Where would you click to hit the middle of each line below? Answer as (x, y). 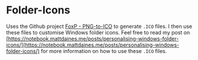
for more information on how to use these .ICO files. (104, 51)
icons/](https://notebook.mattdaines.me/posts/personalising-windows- (93, 45)
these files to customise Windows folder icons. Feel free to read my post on (98, 32)
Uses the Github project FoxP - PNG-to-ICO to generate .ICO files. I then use (99, 26)
